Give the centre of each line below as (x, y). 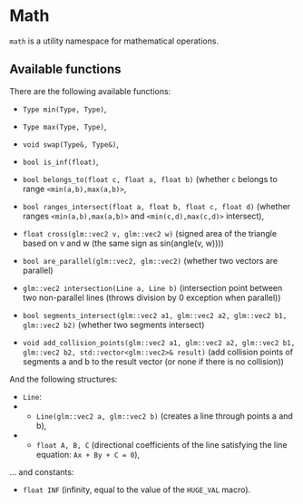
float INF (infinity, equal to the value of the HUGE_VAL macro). (137, 489)
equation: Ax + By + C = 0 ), (88, 454)
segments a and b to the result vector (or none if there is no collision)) (153, 361)
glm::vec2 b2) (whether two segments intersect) (113, 325)
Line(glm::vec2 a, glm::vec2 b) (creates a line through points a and (164, 416)
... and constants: (42, 471)
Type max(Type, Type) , (64, 126)
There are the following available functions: (90, 91)
